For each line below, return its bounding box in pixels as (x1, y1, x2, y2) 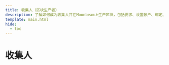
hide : (5, 21, 17, 27)
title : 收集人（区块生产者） (5, 7, 59, 13)
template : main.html (5, 17, 49, 22)
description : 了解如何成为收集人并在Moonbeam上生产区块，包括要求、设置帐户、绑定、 (5, 12, 166, 17)
